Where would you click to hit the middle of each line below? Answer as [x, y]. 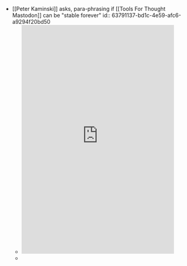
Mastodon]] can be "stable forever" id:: [61, 15]
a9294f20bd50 [31, 22]
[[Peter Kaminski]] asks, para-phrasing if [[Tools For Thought [89, 9]
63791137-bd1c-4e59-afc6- [146, 15]
